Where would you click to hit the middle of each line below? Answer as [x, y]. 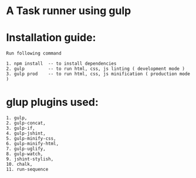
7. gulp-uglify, [26, 149]
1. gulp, [17, 118]
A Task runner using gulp [69, 11]
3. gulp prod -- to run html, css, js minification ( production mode [98, 74]
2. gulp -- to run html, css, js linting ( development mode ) [95, 69]
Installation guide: [51, 38]
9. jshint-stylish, [30, 159]
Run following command [34, 53]
